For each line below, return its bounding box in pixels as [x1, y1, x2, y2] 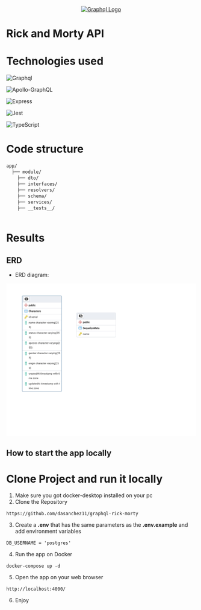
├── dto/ [17, 175, 39, 181]
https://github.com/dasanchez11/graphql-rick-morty [6, 510, 138, 517]
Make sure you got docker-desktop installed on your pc [14, 492, 153, 499]
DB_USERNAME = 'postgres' [6, 540, 71, 546]
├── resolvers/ [17, 187, 55, 193]
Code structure [6, 142, 84, 156]
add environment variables [14, 528, 81, 535]
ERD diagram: [14, 272, 49, 279]
